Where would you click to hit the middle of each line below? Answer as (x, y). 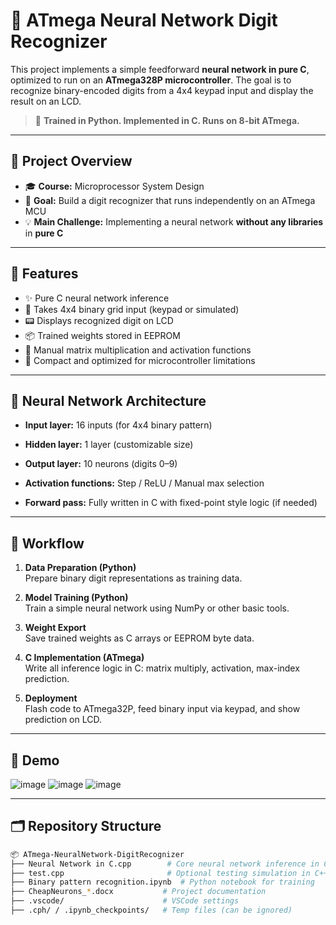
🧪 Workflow (47, 543)
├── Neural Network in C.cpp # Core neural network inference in (165, 864)
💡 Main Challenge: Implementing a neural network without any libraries (174, 221)
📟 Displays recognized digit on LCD (99, 320)
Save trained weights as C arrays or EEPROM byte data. (139, 638)
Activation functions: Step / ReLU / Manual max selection (144, 483)
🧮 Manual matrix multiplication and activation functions (138, 350)
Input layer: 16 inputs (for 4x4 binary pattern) (118, 425)
